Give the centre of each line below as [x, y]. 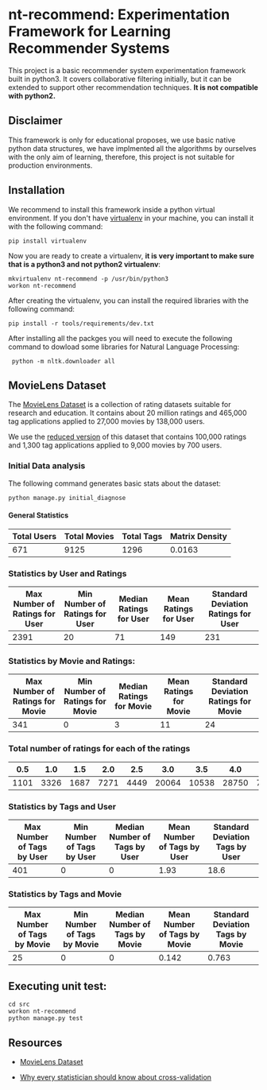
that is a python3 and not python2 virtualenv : [85, 264]
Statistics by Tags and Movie [65, 894]
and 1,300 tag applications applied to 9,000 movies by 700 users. [115, 445]
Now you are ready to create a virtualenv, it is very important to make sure [131, 255]
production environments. [50, 165]
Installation [37, 190]
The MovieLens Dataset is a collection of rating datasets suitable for [120, 405]
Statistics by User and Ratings [68, 573]
